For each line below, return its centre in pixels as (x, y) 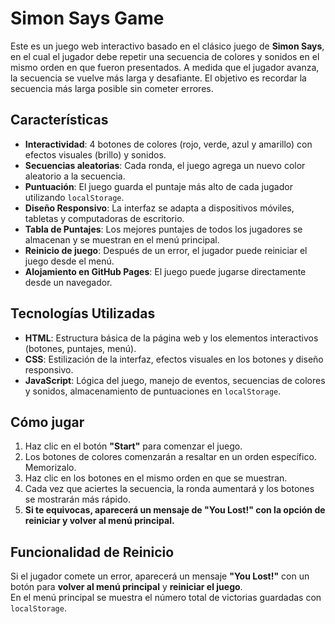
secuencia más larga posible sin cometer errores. (112, 88)
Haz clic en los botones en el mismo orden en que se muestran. (156, 478)
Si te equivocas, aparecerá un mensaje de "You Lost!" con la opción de (175, 510)
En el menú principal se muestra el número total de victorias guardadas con (166, 598)
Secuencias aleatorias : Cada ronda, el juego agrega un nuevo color (165, 165)
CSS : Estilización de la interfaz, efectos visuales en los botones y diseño (174, 359)
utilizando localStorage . (74, 197)
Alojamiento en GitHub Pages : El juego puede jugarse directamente (165, 271)
